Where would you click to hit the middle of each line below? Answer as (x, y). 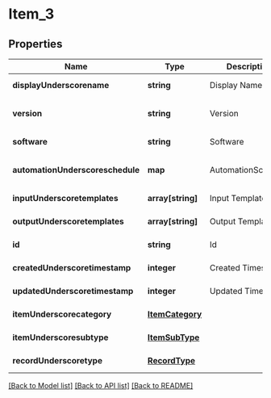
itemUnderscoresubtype (60, 337)
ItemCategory (175, 314)
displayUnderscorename (61, 85)
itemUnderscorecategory (62, 314)
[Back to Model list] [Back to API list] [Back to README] (101, 385)
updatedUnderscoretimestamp (73, 291)
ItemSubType (174, 337)
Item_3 (31, 14)
